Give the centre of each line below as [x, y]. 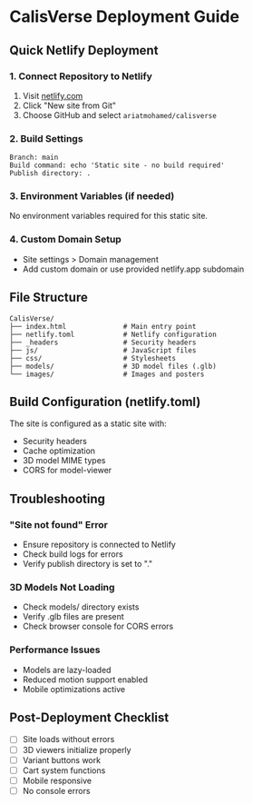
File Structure [49, 298]
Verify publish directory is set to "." [88, 564]
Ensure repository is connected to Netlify [99, 545]
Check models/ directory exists [81, 607]
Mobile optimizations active [74, 689]
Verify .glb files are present [73, 617]
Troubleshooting [58, 498]
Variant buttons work [62, 759]
